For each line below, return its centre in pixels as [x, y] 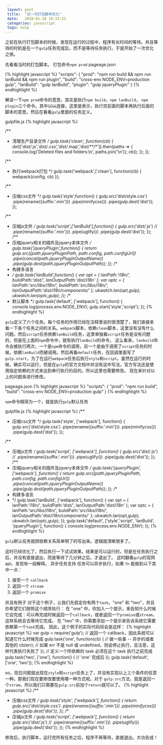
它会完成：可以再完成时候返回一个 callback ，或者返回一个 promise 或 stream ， [81, 615]
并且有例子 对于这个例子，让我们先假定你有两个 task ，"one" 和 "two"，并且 [80, 603]
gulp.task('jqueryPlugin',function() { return [54, 248]
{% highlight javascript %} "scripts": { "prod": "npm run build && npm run [78, 74]
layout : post [20, 9]
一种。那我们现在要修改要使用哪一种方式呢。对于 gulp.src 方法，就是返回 [78, 679]
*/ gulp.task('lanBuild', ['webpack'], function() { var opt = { [70, 500]
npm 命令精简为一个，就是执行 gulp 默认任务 [47, 402]
